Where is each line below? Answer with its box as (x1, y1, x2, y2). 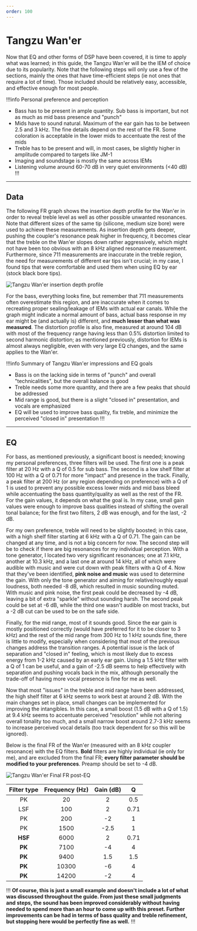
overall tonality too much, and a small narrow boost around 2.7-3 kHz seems (6, 718, 191, 725)
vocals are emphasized (14, 402, 71, 409)
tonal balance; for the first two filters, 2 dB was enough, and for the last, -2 (6, 509, 186, 516)
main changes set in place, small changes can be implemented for (6, 699, 166, 706)
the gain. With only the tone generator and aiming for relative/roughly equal (6, 577, 188, 584)
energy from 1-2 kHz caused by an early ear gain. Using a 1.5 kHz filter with (6, 656, 189, 663)
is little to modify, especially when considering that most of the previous (6, 638, 180, 645)
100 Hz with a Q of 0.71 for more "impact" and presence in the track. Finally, (6, 472, 189, 479)
